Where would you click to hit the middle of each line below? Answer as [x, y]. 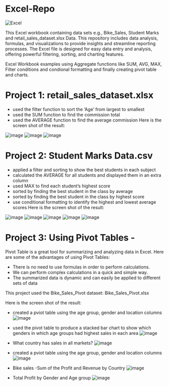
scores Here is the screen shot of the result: [58, 207]
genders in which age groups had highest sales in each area [75, 333]
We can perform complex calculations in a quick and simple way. [80, 272]
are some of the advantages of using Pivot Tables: [58, 257]
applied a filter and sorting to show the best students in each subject [84, 170]
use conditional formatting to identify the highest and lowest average [84, 202]
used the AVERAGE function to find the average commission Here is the [87, 120]
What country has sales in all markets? [53, 343]
